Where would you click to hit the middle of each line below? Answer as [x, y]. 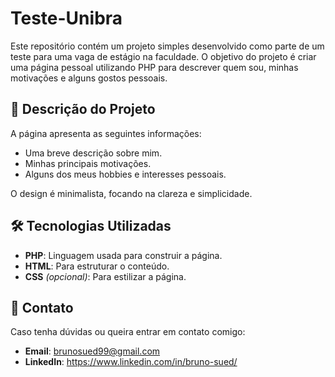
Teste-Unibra [66, 18]
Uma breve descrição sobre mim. [93, 153]
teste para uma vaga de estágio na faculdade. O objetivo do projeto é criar [163, 56]
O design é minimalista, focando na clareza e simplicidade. [131, 193]
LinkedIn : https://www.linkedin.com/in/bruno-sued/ [131, 362]
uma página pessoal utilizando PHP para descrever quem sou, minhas [154, 67]
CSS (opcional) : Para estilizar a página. [105, 276]
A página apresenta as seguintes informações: [106, 133]
